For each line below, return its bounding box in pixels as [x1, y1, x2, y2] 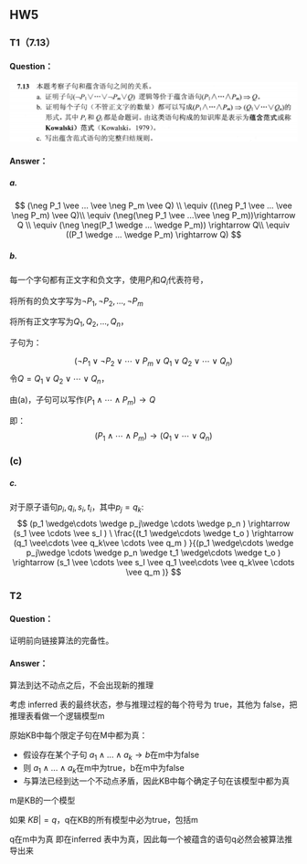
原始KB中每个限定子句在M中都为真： [9, 730, 148, 741]
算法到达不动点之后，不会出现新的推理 [9, 680, 153, 690]
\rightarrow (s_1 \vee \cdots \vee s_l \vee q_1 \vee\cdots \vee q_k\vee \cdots [12, 557, 295, 568]
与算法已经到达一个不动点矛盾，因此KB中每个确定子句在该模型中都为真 [22, 775, 291, 786]
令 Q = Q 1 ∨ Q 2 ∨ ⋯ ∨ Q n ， [9, 374, 110, 386]
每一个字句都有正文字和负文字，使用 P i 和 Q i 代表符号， [9, 274, 208, 287]
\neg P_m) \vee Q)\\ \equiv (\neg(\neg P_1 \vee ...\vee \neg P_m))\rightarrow [11, 209, 296, 220]
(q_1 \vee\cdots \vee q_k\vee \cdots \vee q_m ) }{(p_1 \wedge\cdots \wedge [13, 538, 294, 549]
